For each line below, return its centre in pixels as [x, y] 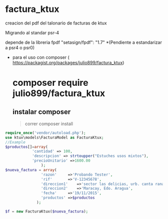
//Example [15, 142]
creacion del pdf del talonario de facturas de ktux [56, 23]
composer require [50, 83]
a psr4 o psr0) [20, 47]
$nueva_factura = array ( [31, 170]
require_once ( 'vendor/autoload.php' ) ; [45, 133]
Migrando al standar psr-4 [32, 32]
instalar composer [41, 111]
